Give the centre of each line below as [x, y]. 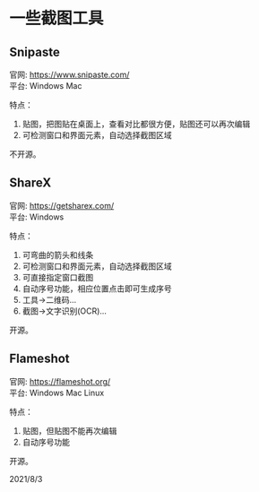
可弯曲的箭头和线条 [58, 255]
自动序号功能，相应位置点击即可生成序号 [97, 289]
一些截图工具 [57, 18]
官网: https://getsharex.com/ [62, 205]
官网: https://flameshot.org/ [60, 381]
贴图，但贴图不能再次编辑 [69, 430]
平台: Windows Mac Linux [57, 393]
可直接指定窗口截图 [58, 277]
